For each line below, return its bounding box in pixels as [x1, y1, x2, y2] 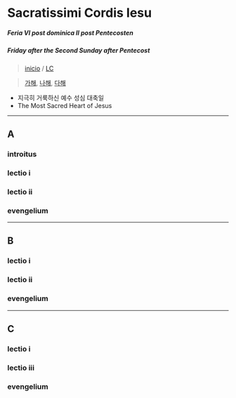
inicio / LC [24, 64, 54, 72]
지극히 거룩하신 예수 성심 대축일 [17, 93, 104, 102]
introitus [7, 149, 37, 159]
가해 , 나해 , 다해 [24, 79, 67, 87]
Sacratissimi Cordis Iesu [7, 5, 152, 21]
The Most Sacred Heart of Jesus [17, 101, 112, 110]
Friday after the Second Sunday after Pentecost [7, 46, 150, 55]
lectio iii [7, 363, 35, 373]
